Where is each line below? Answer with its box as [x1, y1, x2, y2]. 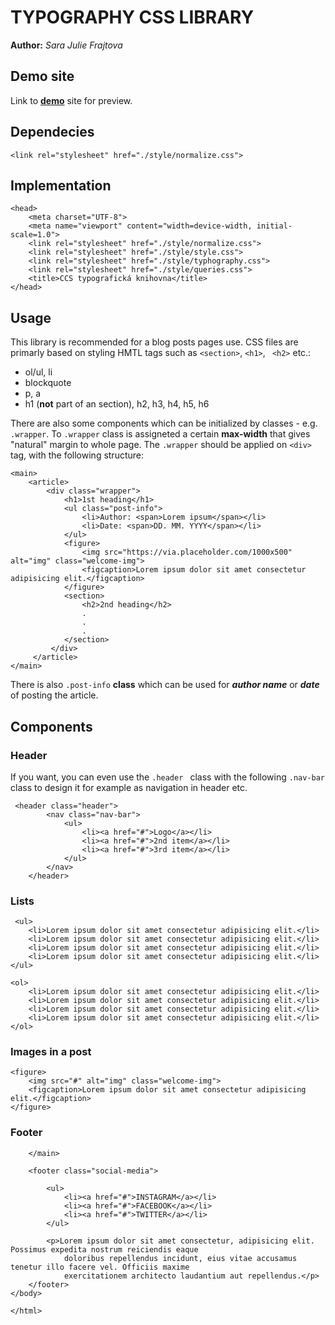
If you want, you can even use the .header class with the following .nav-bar [10, 771, 326, 783]
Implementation [10, 177, 112, 194]
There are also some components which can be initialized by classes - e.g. [10, 417, 318, 430]
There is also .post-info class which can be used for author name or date [10, 679, 320, 691]
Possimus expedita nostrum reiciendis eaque [10, 1244, 199, 1255]
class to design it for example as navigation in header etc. [10, 781, 248, 793]
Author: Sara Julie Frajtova [10, 39, 123, 51]
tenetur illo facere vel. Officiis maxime [10, 1262, 190, 1272]
